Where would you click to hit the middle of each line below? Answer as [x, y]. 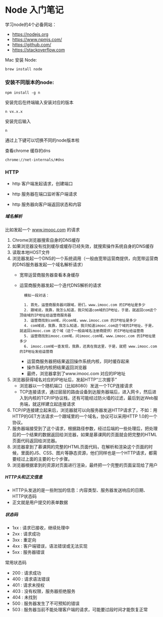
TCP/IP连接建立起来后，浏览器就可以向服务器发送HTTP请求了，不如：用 [85, 410]
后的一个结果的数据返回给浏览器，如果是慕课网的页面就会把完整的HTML [84, 434]
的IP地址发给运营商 [36, 351]
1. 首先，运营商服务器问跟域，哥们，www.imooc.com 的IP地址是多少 [84, 305]
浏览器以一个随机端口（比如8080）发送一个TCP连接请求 [76, 385]
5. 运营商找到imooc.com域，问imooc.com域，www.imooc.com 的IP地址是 [90, 336]
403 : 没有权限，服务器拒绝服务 [44, 591]
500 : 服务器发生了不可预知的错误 [46, 603]
